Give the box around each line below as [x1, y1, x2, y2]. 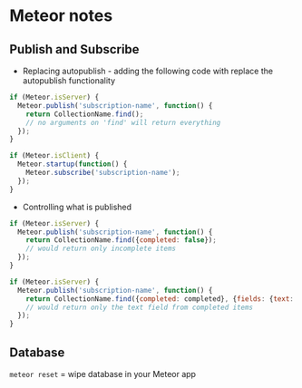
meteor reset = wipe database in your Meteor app [9, 368, 197, 379]
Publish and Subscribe [9, 42, 140, 57]
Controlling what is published [22, 201, 132, 212]
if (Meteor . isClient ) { [9, 151, 100, 160]
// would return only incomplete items [25, 244, 177, 254]
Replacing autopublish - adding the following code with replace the [22, 65, 274, 76]
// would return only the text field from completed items [25, 303, 254, 312]
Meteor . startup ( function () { [17, 160, 128, 169]
